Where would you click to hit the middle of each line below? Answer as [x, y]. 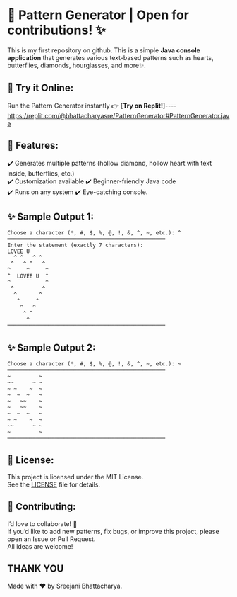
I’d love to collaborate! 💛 [42, 523]
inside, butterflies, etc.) [41, 173]
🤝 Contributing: [42, 507]
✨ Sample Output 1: [50, 216]
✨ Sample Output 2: [51, 347]
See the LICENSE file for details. [54, 484]
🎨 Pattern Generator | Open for [98, 15]
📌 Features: [33, 146]
